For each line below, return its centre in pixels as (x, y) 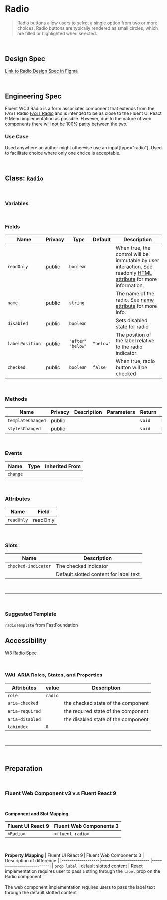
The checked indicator (82, 566)
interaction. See (134, 267)
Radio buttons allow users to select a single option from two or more (87, 23)
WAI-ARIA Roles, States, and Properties (54, 675)
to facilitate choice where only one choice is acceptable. (63, 153)
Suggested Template (31, 614)
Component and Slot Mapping (37, 814)
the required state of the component (106, 711)
